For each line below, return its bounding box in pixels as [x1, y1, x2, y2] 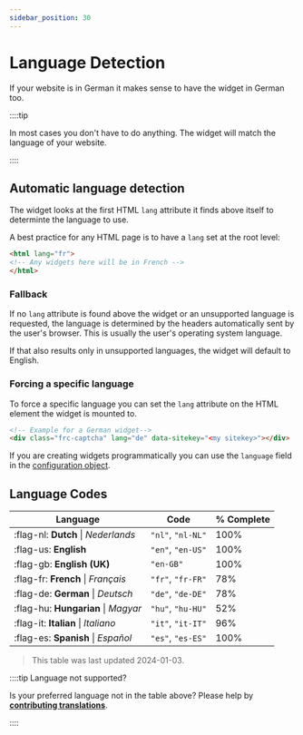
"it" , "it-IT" [150, 617, 207, 630]
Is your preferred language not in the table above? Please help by [9, 691, 254, 701]
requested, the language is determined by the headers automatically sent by [9, 318, 295, 329]
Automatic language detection [9, 181, 185, 196]
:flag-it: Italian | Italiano [14, 617, 116, 630]
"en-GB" [150, 559, 184, 570]
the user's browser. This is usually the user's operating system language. [9, 328, 283, 338]
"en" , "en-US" [150, 544, 207, 556]
